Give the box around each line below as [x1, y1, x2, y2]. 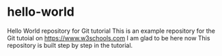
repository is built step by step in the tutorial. [7, 41, 133, 49]
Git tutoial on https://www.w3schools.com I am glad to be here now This [7, 33, 210, 42]
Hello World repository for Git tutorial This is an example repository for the [7, 27, 216, 35]
